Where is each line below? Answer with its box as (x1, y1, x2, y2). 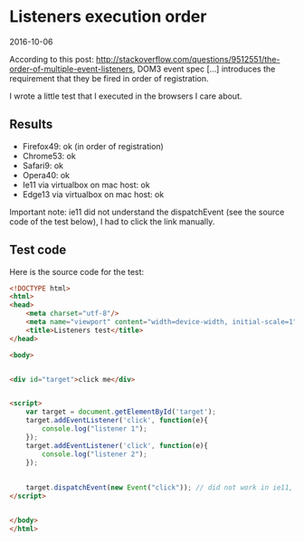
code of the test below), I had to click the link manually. (9, 215, 215, 227)
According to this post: (9, 53, 95, 64)
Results (9, 117, 53, 132)
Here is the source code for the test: (9, 266, 145, 277)
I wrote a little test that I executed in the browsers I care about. (9, 90, 242, 101)
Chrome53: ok (22, 150, 77, 161)
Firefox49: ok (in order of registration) (22, 140, 165, 151)
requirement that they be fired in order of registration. (9, 72, 210, 83)
